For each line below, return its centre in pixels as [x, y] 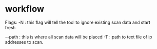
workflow [25, 9]
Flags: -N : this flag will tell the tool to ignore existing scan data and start [78, 22]
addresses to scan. [24, 42]
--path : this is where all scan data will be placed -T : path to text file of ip [79, 37]
